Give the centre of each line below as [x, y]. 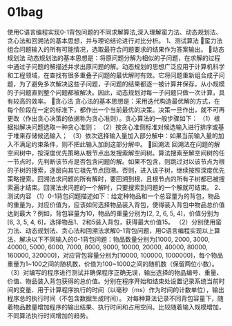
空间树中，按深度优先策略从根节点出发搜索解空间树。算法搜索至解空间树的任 [116, 153]
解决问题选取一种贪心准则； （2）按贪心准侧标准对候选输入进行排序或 [119, 127]
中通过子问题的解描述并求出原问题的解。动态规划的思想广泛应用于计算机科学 [116, 66]
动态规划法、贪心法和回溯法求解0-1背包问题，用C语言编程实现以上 [120, 230]
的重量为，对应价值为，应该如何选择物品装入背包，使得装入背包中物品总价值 [116, 204]
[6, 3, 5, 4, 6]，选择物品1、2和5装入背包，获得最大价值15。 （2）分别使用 [112, 222]
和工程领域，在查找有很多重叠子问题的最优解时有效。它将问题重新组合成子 [113, 75]
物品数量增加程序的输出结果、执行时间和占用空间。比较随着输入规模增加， [119, 307]
